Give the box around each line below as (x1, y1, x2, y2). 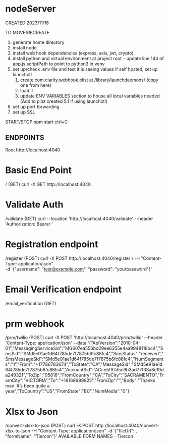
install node (12, 44, 37, 50)
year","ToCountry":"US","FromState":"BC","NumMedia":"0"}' (5, 388, 131, 394)
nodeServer (5, 3, 57, 15)
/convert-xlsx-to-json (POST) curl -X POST (5, 422, 94, 429)
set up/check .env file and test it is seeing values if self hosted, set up (12, 66, 158, 72)
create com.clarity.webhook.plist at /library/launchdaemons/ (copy (20, 77, 159, 83)
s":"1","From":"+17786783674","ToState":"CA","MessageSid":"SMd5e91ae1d (5, 361, 163, 367)
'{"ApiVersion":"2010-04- (87, 340, 140, 346)
